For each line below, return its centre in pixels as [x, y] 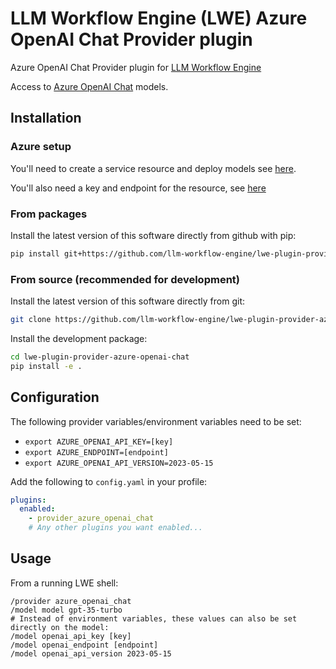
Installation [46, 118]
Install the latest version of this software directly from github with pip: [153, 235]
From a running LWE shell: [64, 583]
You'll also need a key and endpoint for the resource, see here [138, 188]
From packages [49, 214]
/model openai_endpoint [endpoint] [84, 645]
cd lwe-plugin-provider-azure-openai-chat [100, 357]
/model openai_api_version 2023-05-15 [91, 653]
